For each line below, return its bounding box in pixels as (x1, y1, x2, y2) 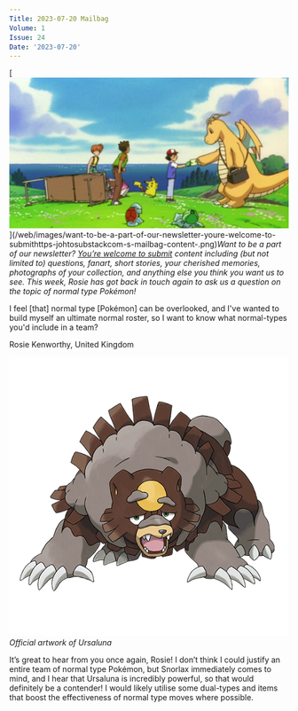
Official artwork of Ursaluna (9, 637, 113, 648)
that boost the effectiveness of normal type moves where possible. (9, 692, 255, 703)
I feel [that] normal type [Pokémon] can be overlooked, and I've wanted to (9, 303, 279, 314)
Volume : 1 (9, 23, 46, 33)
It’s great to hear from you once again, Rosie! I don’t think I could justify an (9, 654, 281, 665)
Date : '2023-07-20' (9, 43, 82, 51)
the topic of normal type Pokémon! (9, 286, 137, 297)
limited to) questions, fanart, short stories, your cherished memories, (9, 258, 261, 269)
